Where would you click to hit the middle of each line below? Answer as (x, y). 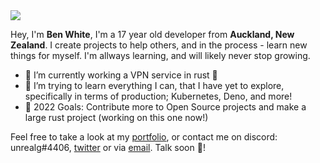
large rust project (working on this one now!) (116, 117)
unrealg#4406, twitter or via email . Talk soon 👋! (108, 147)
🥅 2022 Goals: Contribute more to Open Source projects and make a (165, 107)
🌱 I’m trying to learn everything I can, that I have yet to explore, (154, 85)
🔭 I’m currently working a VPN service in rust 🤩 (121, 75)
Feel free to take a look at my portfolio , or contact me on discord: (144, 137)
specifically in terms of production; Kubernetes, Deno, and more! (158, 96)
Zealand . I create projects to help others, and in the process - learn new (159, 45)
